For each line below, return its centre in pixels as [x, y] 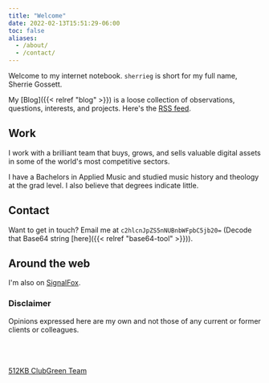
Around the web [49, 264]
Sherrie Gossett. [35, 84]
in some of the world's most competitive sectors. [89, 161]
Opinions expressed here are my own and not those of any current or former [134, 321]
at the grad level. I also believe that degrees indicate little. [104, 185]
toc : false [26, 30]
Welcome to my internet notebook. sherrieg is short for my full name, [123, 76]
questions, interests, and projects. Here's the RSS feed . [100, 108]
